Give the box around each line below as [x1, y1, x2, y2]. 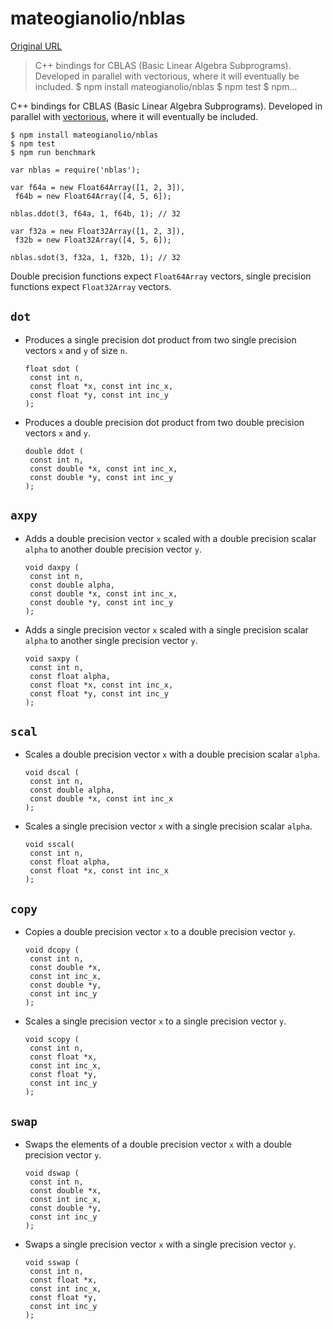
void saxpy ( [24, 653, 80, 664]
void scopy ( [24, 1035, 80, 1045]
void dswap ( [24, 1168, 80, 1178]
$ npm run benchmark [10, 147, 97, 157]
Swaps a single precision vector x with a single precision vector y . [24, 1238, 297, 1250]
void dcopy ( [24, 945, 80, 956]
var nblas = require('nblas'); [10, 165, 141, 175]
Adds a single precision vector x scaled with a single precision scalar [24, 623, 309, 636]
